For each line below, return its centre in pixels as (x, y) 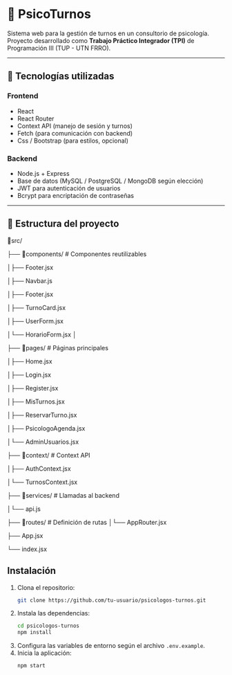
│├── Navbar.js (30, 280)
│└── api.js (24, 509)
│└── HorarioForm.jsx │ (42, 334)
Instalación (32, 571)
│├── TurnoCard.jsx (37, 307)
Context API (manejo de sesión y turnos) (75, 126)
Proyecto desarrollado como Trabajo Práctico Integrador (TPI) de (101, 40)
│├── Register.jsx (33, 388)
